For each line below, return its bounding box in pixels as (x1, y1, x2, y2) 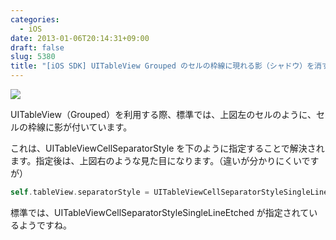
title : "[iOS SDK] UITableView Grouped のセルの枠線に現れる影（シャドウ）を (10, 61, 315, 71)
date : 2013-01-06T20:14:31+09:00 (10, 33, 150, 43)
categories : (10, 14, 60, 25)
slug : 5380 (10, 52, 56, 62)
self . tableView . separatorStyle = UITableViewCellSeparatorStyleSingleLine (10, 187, 329, 197)
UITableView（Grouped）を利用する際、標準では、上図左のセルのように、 (10, 109, 317, 120)
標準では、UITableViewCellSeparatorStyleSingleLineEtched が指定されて (10, 206, 310, 218)
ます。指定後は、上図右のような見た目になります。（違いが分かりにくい (10, 155, 302, 166)
